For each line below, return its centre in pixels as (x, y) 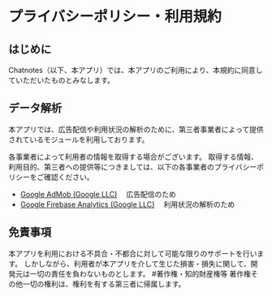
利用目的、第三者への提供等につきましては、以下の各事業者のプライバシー (133, 166)
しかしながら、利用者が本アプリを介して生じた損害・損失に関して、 (137, 264)
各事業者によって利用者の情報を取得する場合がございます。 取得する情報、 (133, 157)
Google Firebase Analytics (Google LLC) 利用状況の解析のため (127, 204)
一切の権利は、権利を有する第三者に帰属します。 (104, 284)
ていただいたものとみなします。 (62, 80)
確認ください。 (69, 177)
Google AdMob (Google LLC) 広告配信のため (98, 194)
